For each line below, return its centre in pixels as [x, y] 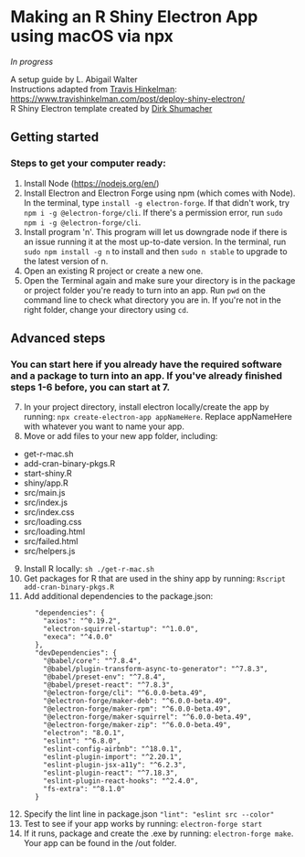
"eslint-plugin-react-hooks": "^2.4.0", [121, 781]
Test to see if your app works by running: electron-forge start [143, 824]
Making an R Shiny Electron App [134, 17]
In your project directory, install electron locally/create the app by [146, 407]
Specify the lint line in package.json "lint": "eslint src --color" [149, 814]
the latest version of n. [66, 261]
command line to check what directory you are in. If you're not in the [152, 300]
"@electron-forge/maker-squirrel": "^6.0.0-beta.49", [147, 717]
